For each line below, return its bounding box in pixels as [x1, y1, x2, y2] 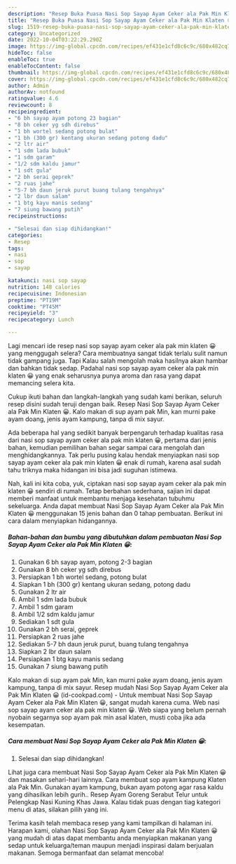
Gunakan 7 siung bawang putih [18, 662, 108, 670]
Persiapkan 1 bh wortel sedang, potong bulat [18, 573, 147, 581]
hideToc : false [8, 50, 53, 57]
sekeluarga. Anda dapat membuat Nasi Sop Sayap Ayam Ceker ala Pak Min [8, 502, 225, 510]
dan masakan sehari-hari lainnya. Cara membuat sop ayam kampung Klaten [8, 775, 227, 783]
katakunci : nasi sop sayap [8, 277, 87, 284]
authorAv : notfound [8, 88, 65, 95]
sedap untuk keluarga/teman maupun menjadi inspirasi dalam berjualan [8, 841, 214, 849]
